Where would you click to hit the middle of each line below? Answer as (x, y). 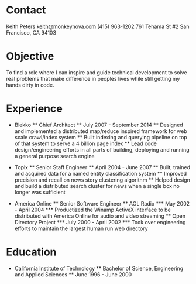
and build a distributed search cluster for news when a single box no (97, 186)
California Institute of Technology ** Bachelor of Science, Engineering (99, 268)
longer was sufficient (40, 192)
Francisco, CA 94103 (31, 32)
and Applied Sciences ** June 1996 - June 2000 (73, 274)
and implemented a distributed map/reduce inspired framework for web (101, 131)
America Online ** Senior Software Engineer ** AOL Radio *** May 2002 (102, 203)
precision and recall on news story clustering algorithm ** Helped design (102, 180)
